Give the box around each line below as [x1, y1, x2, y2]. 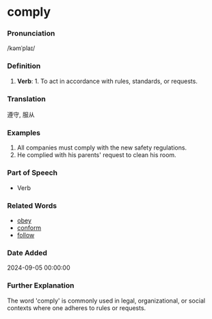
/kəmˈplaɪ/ [7, 44, 36, 52]
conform [16, 224, 42, 232]
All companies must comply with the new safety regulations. [16, 143, 187, 152]
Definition [7, 61, 41, 71]
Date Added [7, 248, 48, 257]
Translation [7, 94, 46, 104]
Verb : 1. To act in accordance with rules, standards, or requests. [16, 77, 198, 85]
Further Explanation [7, 281, 75, 290]
